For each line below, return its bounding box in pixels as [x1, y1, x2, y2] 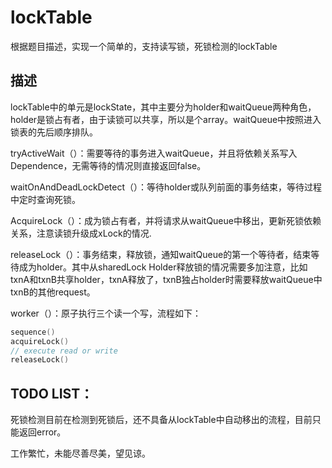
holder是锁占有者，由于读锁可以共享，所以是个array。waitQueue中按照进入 [10, 113, 322, 125]
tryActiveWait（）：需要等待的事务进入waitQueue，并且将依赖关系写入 [10, 147, 298, 159]
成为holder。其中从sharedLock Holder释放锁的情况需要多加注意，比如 [18, 261, 308, 273]
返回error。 [18, 426, 67, 438]
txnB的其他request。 [10, 286, 96, 298]
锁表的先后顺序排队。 [10, 126, 98, 138]
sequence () [10, 327, 56, 337]
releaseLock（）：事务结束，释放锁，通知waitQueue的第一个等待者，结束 [10, 248, 312, 260]
